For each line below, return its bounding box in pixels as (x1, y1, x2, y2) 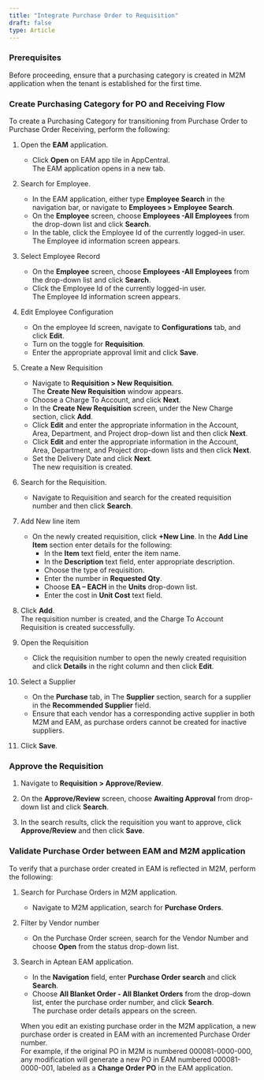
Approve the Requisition (9, 760, 104, 771)
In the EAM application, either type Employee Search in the (32, 194, 225, 204)
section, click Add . (32, 411, 93, 421)
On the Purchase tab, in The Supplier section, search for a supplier (32, 692, 251, 701)
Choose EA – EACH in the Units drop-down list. (43, 582, 198, 591)
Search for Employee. (20, 178, 91, 188)
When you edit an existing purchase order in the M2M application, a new (20, 1021, 257, 1030)
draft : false (9, 19, 52, 27)
